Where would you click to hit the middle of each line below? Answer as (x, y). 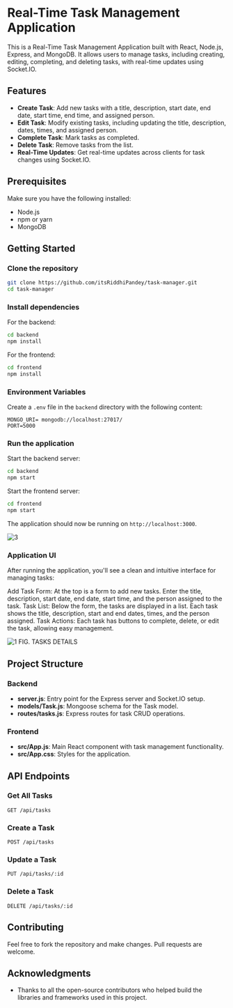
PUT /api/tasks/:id (35, 874)
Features (27, 91)
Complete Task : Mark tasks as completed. (78, 137)
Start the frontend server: (43, 491)
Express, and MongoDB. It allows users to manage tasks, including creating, (116, 54)
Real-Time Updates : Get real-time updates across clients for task (111, 152)
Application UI (32, 555)
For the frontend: (31, 355)
